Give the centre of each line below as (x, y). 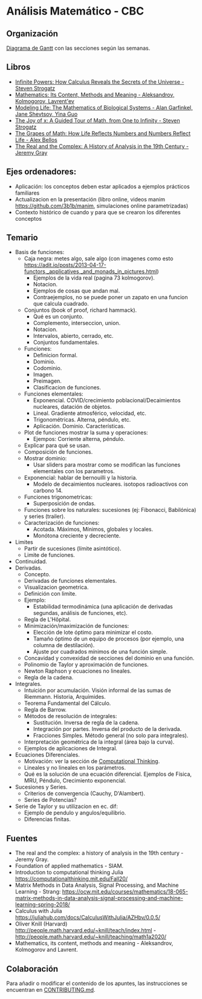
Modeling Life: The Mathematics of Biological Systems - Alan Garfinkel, (104, 107)
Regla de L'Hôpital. (47, 619)
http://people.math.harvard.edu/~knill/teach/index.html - (85, 930)
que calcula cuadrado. (61, 304)
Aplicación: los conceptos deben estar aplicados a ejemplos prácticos (102, 186)
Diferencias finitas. (47, 819)
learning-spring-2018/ (43, 904)
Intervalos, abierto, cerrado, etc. (73, 336)
